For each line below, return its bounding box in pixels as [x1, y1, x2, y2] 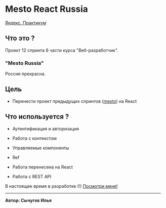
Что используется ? [5, 113, 69, 121]
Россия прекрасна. [5, 71, 46, 77]
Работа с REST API [12, 173, 52, 179]
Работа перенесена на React [12, 164, 73, 170]
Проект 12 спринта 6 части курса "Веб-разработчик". [5, 47, 119, 53]
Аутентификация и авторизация [12, 125, 79, 131]
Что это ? [5, 34, 35, 42]
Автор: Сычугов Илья [5, 197, 52, 203]
